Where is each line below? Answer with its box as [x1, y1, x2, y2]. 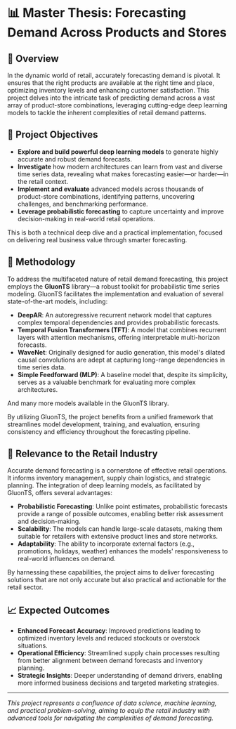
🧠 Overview [7, 53, 59, 65]
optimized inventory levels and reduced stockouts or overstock [17, 634, 200, 643]
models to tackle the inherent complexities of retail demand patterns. [7, 109, 207, 117]
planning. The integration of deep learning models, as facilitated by [7, 481, 202, 490]
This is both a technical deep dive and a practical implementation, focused [7, 228, 223, 237]
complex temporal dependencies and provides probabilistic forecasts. [17, 318, 220, 327]
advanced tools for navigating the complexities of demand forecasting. [7, 714, 214, 723]
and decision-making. [17, 517, 81, 526]
